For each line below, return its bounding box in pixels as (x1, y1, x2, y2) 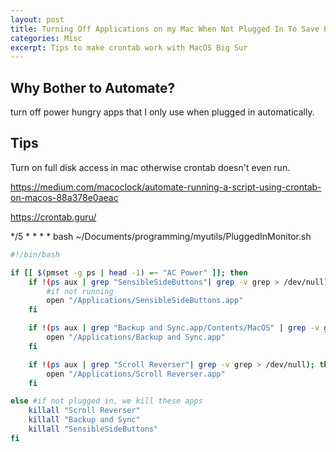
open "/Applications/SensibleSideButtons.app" (46, 296, 244, 306)
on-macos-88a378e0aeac (10, 191, 119, 203)
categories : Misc (10, 33, 83, 43)
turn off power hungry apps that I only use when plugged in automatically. (10, 106, 315, 118)
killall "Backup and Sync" (28, 415, 141, 425)
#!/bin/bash (10, 249, 60, 260)
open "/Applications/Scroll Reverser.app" (46, 369, 226, 379)
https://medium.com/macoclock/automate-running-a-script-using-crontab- (10, 181, 322, 193)
